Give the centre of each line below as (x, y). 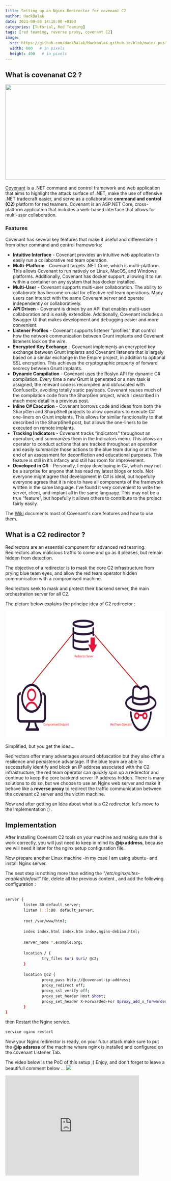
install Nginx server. (26, 863)
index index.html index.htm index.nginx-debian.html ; (82, 932)
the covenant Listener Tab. (33, 1052)
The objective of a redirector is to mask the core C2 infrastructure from (80, 568)
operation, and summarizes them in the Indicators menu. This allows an (88, 438)
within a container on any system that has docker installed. (74, 282)
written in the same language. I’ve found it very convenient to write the (87, 487)
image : (12, 38)
